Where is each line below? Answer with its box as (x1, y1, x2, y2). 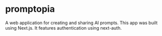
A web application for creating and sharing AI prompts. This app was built (5, 20, 157, 26)
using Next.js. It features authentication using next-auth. (5, 25, 122, 31)
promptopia (5, 3, 55, 15)
